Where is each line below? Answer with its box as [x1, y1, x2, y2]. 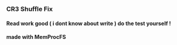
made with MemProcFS [6, 34, 67, 41]
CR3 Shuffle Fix [6, 5, 53, 13]
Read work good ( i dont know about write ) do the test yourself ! [6, 20, 172, 27]
